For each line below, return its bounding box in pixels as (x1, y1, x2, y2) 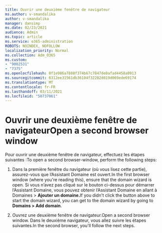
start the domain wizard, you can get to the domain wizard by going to (12, 198, 154, 204)
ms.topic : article (5, 35, 42, 40)
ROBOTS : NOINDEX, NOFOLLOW (5, 44, 60, 48)
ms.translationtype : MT (5, 80, 54, 85)
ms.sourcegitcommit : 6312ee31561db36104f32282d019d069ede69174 (5, 75, 137, 80)
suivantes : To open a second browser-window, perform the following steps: (5, 157, 157, 163)
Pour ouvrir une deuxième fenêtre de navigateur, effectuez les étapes (5, 152, 145, 158)
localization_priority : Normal (5, 48, 69, 53)
